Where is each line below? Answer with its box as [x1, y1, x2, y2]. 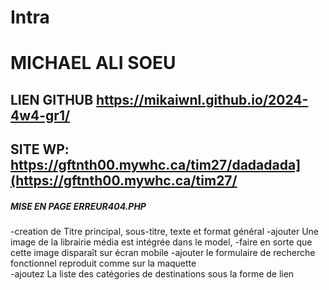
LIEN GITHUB [10, 91, 94, 108]
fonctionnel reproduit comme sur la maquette [10, 257, 197, 270]
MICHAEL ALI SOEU [10, 52, 177, 75]
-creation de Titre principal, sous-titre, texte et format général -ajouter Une [10, 226, 320, 238]
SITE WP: [10, 141, 70, 158]
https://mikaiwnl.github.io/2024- [96, 91, 309, 108]
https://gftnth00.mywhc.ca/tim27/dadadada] [10, 157, 302, 174]
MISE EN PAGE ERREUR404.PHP [10, 200, 147, 212]
